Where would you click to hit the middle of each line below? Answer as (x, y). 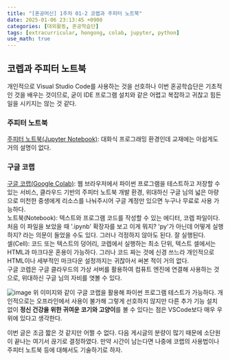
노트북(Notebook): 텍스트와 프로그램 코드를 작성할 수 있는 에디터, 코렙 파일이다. (114, 217)
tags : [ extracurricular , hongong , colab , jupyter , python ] (93, 33)
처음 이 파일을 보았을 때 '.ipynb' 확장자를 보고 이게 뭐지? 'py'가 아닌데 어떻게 (109, 226)
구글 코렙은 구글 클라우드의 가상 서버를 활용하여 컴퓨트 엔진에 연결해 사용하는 (110, 269)
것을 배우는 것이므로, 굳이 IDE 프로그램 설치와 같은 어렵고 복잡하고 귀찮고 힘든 (118, 95)
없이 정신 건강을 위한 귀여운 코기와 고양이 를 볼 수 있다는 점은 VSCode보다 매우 (111, 309)
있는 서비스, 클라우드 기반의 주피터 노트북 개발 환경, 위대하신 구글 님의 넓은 (107, 192)
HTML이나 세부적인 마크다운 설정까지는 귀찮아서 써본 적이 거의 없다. (98, 261)
